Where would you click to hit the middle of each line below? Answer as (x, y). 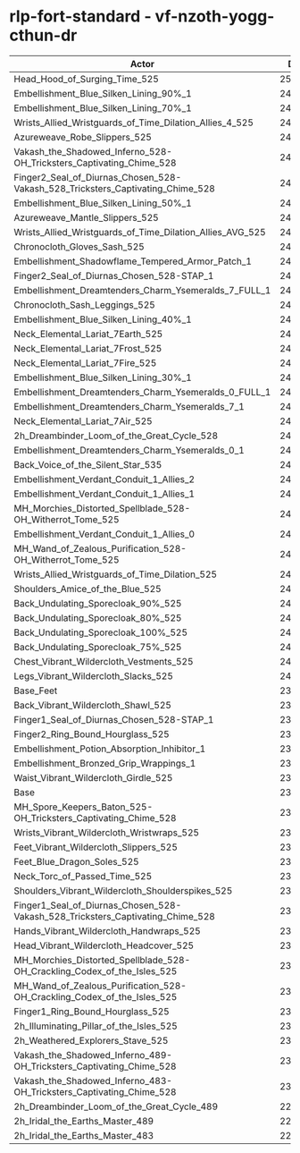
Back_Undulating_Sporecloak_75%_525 (98, 647)
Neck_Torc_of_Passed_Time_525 (83, 876)
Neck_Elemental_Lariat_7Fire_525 (85, 362)
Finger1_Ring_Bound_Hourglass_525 (92, 1011)
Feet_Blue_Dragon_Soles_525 (77, 861)
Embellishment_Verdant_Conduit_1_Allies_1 (104, 494)
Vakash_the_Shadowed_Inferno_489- (93, 1055)
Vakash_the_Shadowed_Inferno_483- (93, 1081)
